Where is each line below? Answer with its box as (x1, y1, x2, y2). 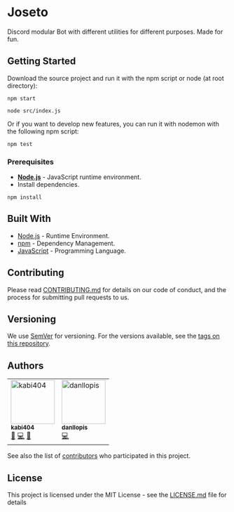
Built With (7, 213, 51, 225)
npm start (7, 95, 36, 102)
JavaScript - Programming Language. (17, 247, 126, 255)
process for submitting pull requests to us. (7, 293, 130, 301)
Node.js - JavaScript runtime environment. (17, 173, 142, 181)
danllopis (62, 424, 88, 432)
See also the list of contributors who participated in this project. (7, 452, 191, 460)
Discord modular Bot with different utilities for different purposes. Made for (7, 27, 223, 36)
